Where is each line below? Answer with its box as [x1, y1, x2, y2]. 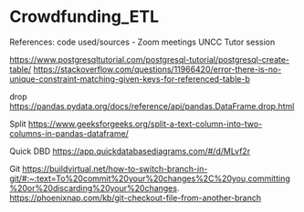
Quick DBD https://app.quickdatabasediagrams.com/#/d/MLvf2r [9, 146, 251, 156]
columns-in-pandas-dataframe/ [9, 127, 130, 138]
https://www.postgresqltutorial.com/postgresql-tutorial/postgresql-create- [9, 54, 290, 65]
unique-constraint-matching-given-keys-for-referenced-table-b [9, 73, 251, 84]
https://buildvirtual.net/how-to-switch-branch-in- [22, 163, 208, 174]
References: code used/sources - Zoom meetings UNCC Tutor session [9, 36, 276, 47]
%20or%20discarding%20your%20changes [9, 182, 178, 193]
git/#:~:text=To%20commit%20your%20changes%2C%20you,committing [9, 173, 290, 184]
